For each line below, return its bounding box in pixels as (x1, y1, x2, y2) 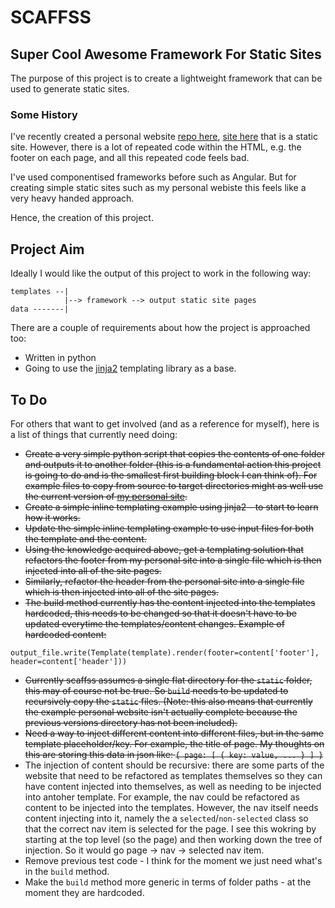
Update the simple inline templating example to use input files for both (24, 522, 315, 534)
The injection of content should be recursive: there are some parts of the (24, 759, 325, 771)
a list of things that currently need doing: (10, 428, 178, 440)
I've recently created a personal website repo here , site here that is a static (10, 131, 319, 143)
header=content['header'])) (10, 656, 128, 666)
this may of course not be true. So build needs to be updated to (24, 684, 289, 696)
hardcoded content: (24, 628, 107, 640)
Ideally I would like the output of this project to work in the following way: (10, 267, 312, 280)
